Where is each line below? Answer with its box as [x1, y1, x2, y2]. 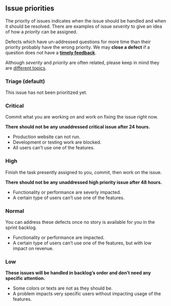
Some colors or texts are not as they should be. [12, 285, 113, 292]
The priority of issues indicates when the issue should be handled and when [5, 17, 166, 24]
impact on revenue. [12, 245, 54, 251]
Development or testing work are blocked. [12, 139, 101, 145]
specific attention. [5, 275, 46, 281]
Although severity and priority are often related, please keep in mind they [5, 59, 160, 66]
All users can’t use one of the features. [12, 145, 95, 151]
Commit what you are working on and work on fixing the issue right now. [5, 114, 158, 120]
